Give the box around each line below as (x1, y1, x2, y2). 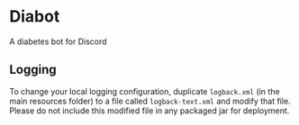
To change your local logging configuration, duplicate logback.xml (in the (9, 85, 281, 96)
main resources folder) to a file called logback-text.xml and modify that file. (9, 95, 291, 106)
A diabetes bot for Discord (9, 36, 107, 47)
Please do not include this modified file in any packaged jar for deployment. (9, 105, 290, 116)
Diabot (9, 6, 60, 27)
